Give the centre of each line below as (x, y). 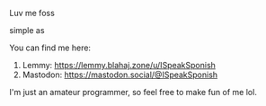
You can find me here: (50, 48)
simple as (27, 30)
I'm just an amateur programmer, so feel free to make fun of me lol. (133, 92)
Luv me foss (32, 13)
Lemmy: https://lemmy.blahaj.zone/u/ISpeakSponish (119, 65)
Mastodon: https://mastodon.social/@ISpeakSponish (120, 75)
